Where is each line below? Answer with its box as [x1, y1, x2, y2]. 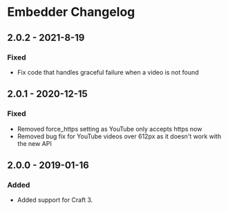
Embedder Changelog [7, 4, 135, 20]
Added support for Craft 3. [17, 196, 93, 204]
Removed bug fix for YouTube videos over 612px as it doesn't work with [17, 132, 222, 140]
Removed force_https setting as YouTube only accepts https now [17, 125, 202, 133]
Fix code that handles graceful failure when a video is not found [17, 68, 199, 76]
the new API [17, 139, 52, 147]
